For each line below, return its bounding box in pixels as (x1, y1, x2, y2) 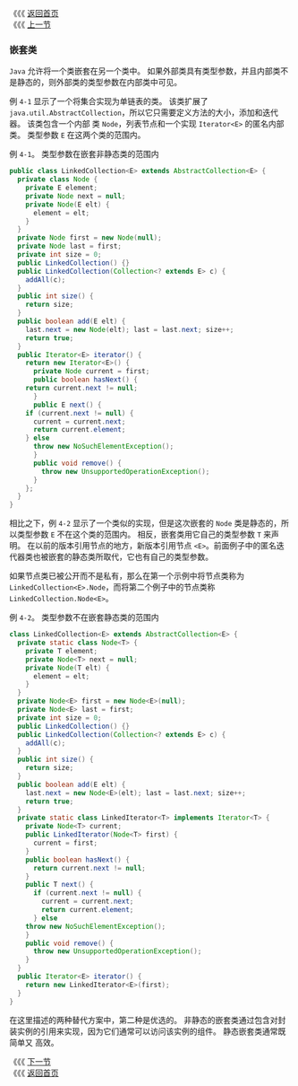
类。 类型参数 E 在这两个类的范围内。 (9, 129, 146, 141)
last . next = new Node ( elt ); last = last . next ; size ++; (25, 325, 234, 334)
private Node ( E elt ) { (25, 200, 110, 209)
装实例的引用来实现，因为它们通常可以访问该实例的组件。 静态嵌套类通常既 (9, 1026, 286, 1037)
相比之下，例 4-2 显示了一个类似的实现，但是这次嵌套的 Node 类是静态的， (9, 518, 282, 529)
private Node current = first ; (32, 367, 150, 376)
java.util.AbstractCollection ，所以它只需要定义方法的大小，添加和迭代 (9, 107, 279, 118)
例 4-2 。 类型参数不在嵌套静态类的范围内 (9, 612, 159, 623)
